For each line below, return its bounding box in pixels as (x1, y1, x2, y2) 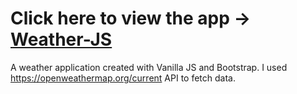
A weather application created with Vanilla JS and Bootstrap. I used (10, 61, 288, 73)
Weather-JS (10, 28, 113, 51)
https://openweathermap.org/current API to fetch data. (10, 72, 236, 84)
